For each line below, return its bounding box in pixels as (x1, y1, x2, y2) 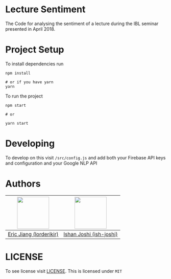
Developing (5, 138, 55, 149)
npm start (5, 103, 27, 108)
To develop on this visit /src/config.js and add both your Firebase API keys (5, 154, 166, 160)
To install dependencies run (5, 60, 64, 67)
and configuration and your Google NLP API (5, 160, 97, 166)
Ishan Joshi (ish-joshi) (63, 230, 118, 238)
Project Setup (5, 44, 65, 56)
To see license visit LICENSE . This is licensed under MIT (5, 268, 123, 274)
